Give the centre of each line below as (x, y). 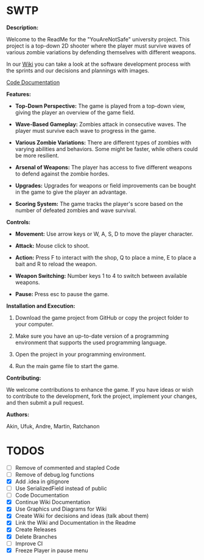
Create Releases (36, 530)
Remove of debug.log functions (55, 474)
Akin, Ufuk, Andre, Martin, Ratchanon (53, 426)
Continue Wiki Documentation (53, 502)
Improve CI (29, 544)
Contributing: (24, 378)
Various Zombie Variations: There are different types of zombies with (103, 142)
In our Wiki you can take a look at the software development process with (98, 64)
